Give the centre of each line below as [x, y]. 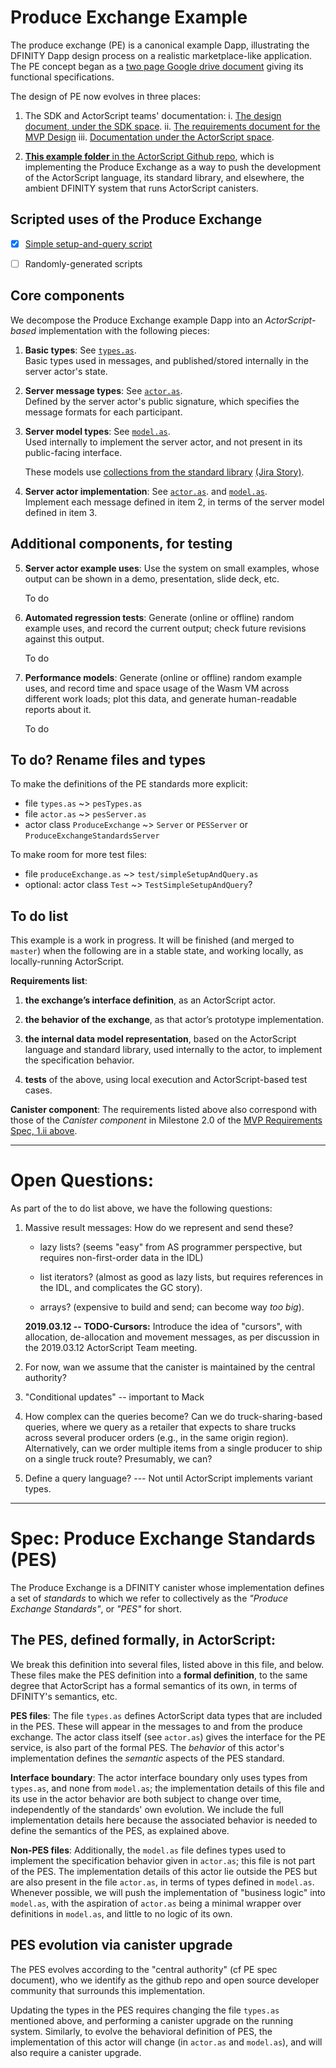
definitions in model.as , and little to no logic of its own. [121, 1913]
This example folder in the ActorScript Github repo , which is [149, 156]
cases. [38, 1090]
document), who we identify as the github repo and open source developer [165, 1980]
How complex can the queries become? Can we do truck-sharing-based [173, 1417]
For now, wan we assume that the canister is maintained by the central [170, 1367]
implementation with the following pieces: [124, 330]
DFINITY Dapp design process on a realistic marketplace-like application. [161, 55]
